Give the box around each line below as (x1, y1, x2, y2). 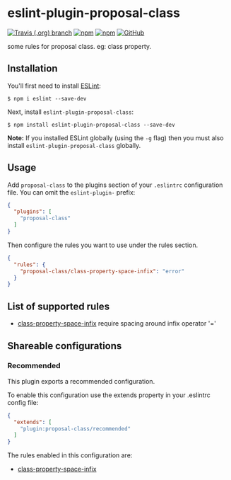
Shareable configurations (7, 340, 122, 352)
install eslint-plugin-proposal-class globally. (7, 141, 141, 149)
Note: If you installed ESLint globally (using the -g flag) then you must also (7, 133, 224, 142)
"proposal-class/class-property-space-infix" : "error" (20, 268, 185, 275)
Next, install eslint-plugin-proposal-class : (7, 108, 134, 116)
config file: (7, 398, 39, 406)
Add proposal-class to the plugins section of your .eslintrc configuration (7, 181, 223, 189)
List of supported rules (7, 300, 110, 312)
